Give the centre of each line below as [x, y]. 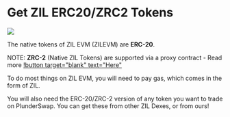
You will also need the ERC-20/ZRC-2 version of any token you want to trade [115, 99]
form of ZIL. [24, 85]
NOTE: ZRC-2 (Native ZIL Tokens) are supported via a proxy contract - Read [115, 57]
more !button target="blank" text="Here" [64, 65]
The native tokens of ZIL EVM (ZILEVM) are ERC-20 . [81, 44]
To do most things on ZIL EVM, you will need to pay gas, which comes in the [115, 78]
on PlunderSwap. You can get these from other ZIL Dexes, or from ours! [108, 106]
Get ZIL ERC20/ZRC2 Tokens [90, 13]
